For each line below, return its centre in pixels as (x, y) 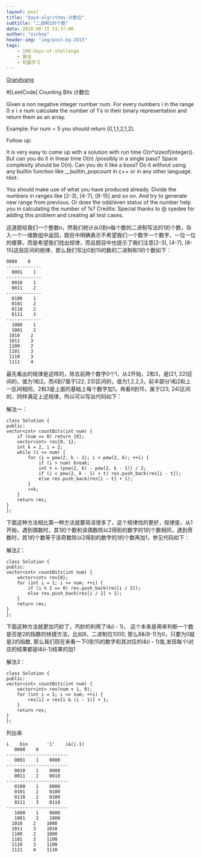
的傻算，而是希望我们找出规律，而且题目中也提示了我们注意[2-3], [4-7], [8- (99, 243)
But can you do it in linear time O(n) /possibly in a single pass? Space (92, 158)
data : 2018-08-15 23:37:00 (40, 29)
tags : (13, 46)
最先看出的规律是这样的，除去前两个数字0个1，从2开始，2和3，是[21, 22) (97, 373)
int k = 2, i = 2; (40, 447)
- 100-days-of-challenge (48, 51)
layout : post (23, 12)
